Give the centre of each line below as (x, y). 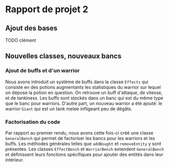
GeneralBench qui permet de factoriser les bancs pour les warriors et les (80, 138)
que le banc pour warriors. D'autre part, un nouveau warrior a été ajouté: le (84, 103)
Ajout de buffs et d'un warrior (42, 71)
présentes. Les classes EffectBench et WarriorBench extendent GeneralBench (84, 149)
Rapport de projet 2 (47, 9)
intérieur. (14, 160)
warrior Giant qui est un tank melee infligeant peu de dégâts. (69, 109)
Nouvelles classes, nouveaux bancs (63, 56)
